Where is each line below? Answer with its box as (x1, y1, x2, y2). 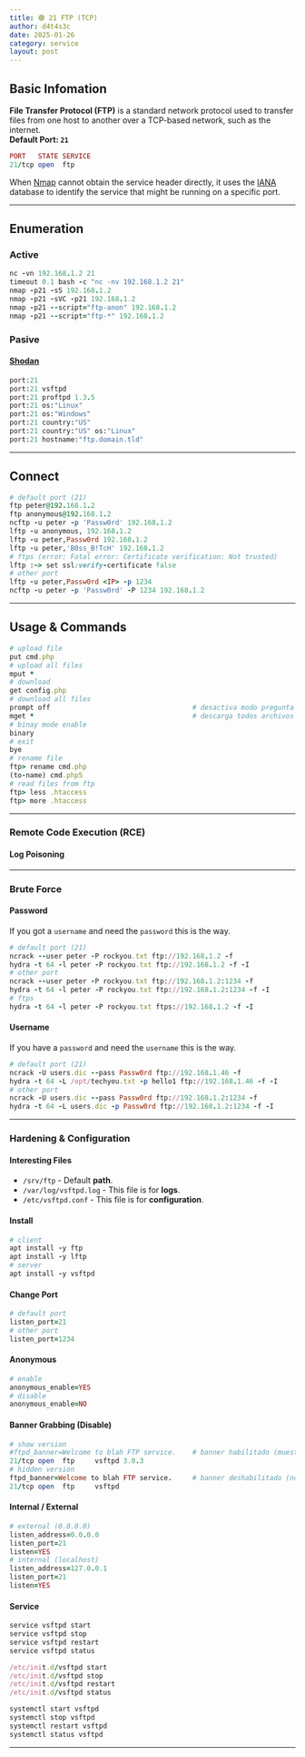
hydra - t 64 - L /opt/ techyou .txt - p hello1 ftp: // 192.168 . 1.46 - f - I (9, 1076, 279, 1086)
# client (9, 1235, 43, 1244)
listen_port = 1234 (9, 1335, 75, 1344)
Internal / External (9, 1501, 79, 1512)
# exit (9, 736, 34, 746)
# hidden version (9, 1465, 75, 1475)
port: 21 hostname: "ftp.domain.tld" (9, 434, 144, 444)
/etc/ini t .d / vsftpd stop (9, 1671, 103, 1681)
